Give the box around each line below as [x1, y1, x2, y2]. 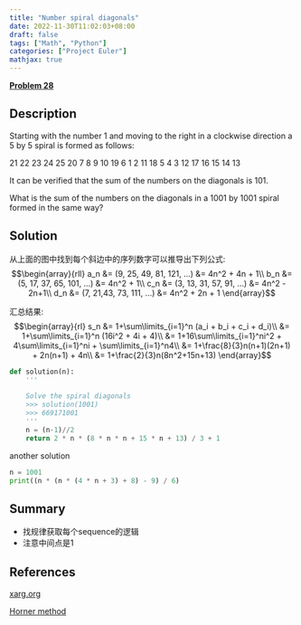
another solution [9, 450, 71, 461]
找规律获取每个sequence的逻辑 [22, 526, 139, 537]
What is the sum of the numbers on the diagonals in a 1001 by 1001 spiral [9, 192, 280, 204]
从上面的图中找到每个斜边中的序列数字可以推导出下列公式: [9, 253, 226, 264]
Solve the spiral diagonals [25, 392, 131, 401]
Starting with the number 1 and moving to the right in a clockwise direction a [9, 130, 293, 141]
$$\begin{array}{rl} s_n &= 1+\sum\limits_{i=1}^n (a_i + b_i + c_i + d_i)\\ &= [13, 320, 291, 331]
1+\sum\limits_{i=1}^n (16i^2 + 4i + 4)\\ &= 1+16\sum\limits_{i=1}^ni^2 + [22, 330, 282, 341]
